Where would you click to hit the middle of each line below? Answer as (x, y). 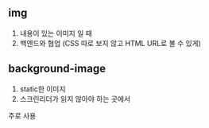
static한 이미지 (43, 89)
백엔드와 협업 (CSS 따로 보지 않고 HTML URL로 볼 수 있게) (110, 43)
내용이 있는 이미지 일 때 (56, 33)
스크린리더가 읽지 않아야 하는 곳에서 (75, 99)
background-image (57, 69)
